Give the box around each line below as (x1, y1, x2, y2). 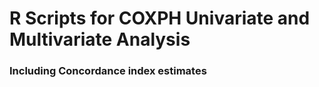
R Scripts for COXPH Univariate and (9, 7, 311, 30)
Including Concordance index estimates (9, 64, 207, 78)
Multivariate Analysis (9, 28, 191, 51)
